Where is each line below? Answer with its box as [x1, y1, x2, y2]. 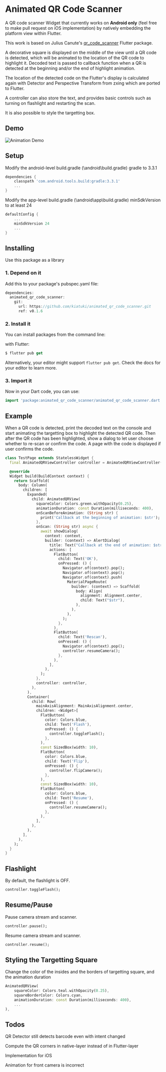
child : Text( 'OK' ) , [58, 557, 98, 561]
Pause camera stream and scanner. [5, 914, 78, 920]
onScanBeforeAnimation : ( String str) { [36, 511, 119, 515]
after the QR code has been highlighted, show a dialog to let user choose [5, 435, 154, 441]
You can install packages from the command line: [5, 331, 106, 337]
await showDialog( [40, 529, 79, 534]
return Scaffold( [14, 478, 50, 483]
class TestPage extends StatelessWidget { [5, 456, 94, 461]
